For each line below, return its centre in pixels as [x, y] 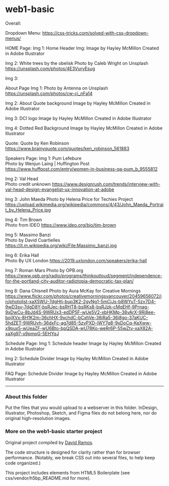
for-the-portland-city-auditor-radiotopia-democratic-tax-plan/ [70, 281]
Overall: [13, 23]
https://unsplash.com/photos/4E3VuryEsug [50, 68]
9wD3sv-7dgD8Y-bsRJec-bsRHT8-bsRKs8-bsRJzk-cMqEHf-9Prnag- [77, 307]
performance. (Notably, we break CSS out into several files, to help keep [80, 457]
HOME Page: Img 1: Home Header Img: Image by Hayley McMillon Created [82, 48]
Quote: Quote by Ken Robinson [37, 143]
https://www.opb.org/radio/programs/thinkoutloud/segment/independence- [84, 275]
